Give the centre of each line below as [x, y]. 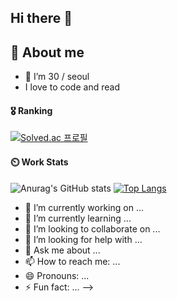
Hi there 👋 [41, 18]
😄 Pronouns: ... [57, 275]
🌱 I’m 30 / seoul [57, 77]
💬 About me [47, 52]
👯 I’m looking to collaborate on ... [92, 228]
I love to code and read [72, 87]
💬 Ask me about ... [62, 250]
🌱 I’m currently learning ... [78, 218]
